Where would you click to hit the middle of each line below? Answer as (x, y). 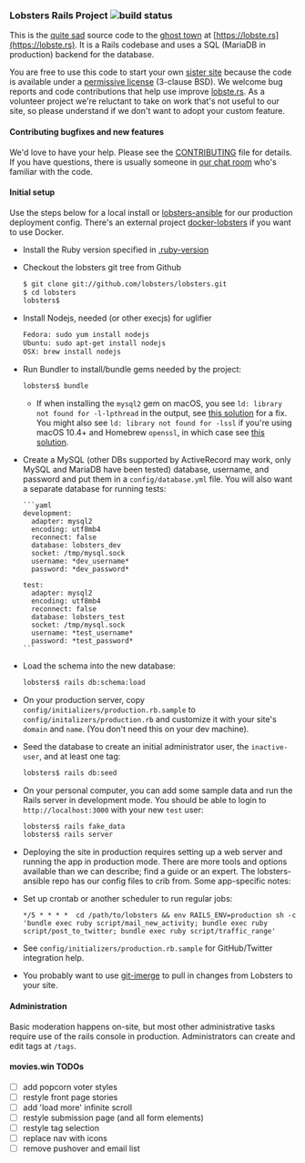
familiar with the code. (51, 171)
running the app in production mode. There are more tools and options (155, 862)
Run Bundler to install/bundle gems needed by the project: (132, 369)
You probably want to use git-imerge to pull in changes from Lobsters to (158, 975)
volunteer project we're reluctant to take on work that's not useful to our (145, 101)
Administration (38, 1005)
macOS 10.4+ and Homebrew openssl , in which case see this (151, 432)
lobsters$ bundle (56, 386)
